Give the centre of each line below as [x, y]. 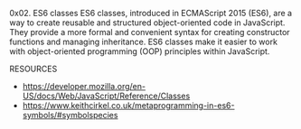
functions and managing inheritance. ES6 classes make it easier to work [144, 41]
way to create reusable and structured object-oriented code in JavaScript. [147, 23]
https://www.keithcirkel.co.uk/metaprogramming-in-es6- [128, 106]
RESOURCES [33, 69]
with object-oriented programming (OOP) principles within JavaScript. [140, 51]
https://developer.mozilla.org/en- [84, 86]
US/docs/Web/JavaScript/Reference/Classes [106, 96]
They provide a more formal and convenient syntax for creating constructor [150, 32]
